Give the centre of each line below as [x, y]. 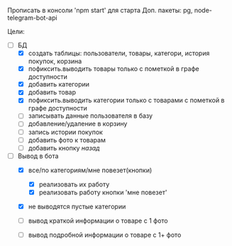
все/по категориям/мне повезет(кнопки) [90, 170]
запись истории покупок [65, 132]
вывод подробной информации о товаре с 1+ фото [105, 235]
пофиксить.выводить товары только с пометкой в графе [114, 69]
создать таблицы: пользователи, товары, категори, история [119, 53]
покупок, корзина [55, 61]
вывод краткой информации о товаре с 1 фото [98, 220]
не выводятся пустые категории [77, 206]
